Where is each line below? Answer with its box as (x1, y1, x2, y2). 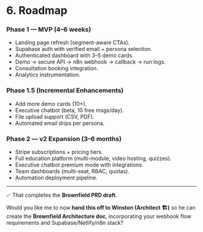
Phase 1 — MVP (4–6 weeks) (6, 25, 92, 34)
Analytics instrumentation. (14, 71, 80, 79)
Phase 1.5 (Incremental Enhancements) (6, 86, 124, 94)
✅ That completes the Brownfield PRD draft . (6, 191, 117, 199)
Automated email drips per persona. (14, 119, 105, 127)
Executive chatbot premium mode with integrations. (14, 161, 144, 168)
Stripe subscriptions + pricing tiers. (14, 148, 103, 156)
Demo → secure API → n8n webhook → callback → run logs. (14, 58, 166, 65)
